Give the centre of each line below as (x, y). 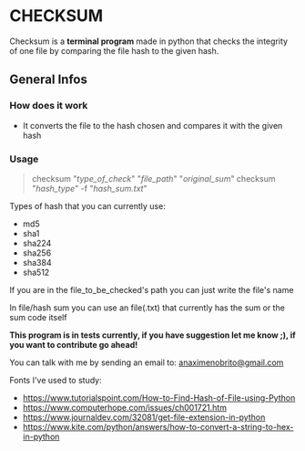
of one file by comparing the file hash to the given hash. (114, 50)
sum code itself (38, 317)
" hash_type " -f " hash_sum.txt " (89, 188)
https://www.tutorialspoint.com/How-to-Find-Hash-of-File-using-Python (159, 397)
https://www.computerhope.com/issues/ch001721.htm (125, 407)
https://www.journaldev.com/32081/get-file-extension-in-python (144, 417)
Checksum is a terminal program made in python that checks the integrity (149, 41)
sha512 (36, 272)
